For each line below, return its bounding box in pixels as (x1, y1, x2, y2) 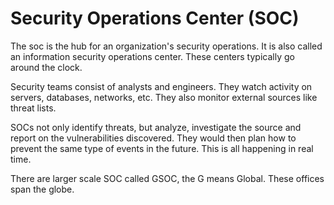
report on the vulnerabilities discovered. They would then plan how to (10, 132, 297, 144)
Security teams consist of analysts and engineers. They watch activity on (10, 80, 313, 92)
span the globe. (10, 183, 75, 195)
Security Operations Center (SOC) (10, 7, 300, 30)
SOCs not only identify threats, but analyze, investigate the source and (10, 121, 302, 133)
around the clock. (10, 61, 83, 73)
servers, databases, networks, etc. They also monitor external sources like (10, 91, 318, 103)
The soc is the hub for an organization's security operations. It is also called (10, 40, 323, 52)
